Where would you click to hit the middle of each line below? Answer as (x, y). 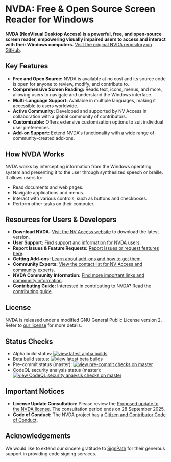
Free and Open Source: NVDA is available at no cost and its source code (89, 78)
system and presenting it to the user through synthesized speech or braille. (84, 172)
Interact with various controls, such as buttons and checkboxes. (80, 198)
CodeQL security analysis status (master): (57, 370)
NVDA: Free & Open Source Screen (80, 9)
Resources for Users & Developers (61, 219)
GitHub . (13, 50)
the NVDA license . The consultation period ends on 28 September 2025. (89, 409)
